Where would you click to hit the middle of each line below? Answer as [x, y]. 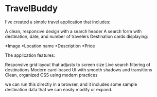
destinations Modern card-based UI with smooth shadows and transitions [78, 70]
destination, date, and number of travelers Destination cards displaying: [77, 36]
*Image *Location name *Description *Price [50, 46]
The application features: [30, 55]
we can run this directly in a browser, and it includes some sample [71, 84]
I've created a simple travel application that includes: [58, 22]
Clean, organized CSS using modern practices [52, 75]
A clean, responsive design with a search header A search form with [73, 31]
